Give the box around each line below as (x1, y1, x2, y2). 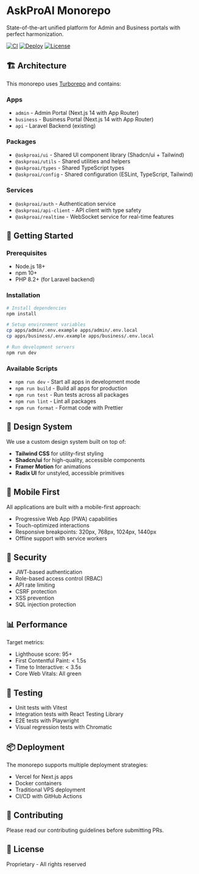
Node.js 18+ (15, 263, 46, 270)
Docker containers (15, 779, 62, 787)
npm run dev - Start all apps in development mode (15, 378, 140, 386)
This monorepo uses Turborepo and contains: (6, 80, 121, 87)
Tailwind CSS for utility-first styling (15, 450, 104, 457)
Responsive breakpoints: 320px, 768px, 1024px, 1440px (15, 528, 157, 535)
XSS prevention (15, 594, 55, 602)
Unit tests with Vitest (15, 704, 68, 711)
